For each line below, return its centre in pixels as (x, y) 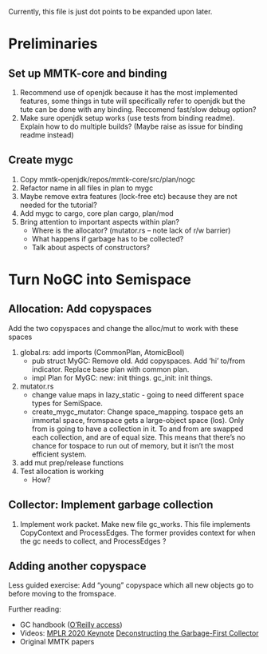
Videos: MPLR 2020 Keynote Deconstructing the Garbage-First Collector (139, 633)
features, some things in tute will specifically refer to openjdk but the (132, 101)
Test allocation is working (62, 471)
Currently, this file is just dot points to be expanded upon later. (110, 12)
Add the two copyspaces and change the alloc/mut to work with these (124, 328)
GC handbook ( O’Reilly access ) (71, 625)
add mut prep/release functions (72, 462)
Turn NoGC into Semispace (100, 280)
